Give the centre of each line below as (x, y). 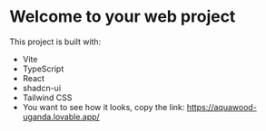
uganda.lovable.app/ (61, 117)
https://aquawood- (222, 107)
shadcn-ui (42, 88)
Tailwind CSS (47, 98)
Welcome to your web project (123, 17)
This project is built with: (55, 42)
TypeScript (43, 69)
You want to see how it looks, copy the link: (103, 107)
